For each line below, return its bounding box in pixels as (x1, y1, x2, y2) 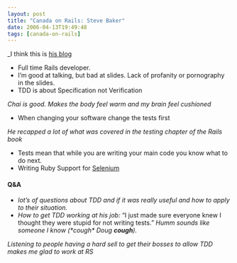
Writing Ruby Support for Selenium (17, 164, 120, 173)
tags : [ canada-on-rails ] (7, 30, 81, 38)
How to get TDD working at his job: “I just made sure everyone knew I (17, 211, 221, 220)
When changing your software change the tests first (17, 114, 170, 122)
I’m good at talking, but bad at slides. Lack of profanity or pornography (17, 71, 225, 80)
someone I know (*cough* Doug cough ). (17, 226, 137, 235)
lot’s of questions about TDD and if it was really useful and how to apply (17, 196, 231, 205)
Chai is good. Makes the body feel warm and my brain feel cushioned (7, 100, 211, 109)
